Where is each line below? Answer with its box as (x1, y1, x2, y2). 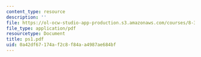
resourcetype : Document (6, 31, 66, 37)
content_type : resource (6, 8, 66, 15)
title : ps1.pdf (6, 36, 44, 42)
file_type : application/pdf (6, 25, 77, 31)
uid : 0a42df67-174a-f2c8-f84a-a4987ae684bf (6, 42, 117, 48)
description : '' (6, 14, 47, 20)
